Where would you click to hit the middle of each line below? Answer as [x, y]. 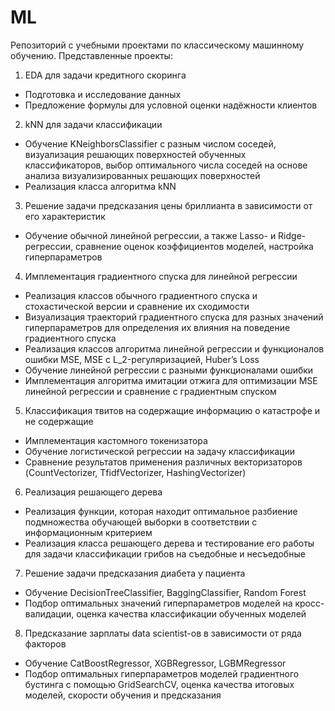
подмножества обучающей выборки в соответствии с [141, 522]
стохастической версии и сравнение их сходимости [137, 306]
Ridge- [292, 235]
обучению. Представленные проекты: [91, 55]
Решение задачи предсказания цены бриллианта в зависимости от [168, 205]
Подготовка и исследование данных [103, 94]
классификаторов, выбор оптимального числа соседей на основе [166, 165]
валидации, [49, 613]
